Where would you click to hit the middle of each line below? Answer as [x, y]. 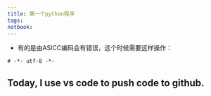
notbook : [20, 27]
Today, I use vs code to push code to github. [106, 83]
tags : [15, 20]
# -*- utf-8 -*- [31, 61]
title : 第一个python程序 [41, 14]
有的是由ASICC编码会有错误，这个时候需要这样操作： [95, 48]
